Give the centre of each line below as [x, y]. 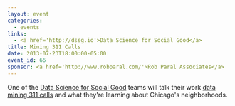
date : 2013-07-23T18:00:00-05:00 [57, 54]
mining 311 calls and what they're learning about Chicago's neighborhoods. [117, 95]
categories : [25, 21]
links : [17, 34]
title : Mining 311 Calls [44, 47]
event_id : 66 [27, 60]
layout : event [28, 14]
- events [27, 27]
